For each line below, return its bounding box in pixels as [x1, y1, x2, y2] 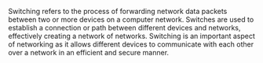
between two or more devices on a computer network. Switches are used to [8, 15, 254, 24]
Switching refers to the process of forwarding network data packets [8, 7, 228, 16]
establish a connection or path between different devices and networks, [8, 23, 241, 32]
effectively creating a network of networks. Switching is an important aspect [8, 31, 255, 40]
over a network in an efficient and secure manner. [8, 48, 170, 57]
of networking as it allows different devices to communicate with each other [8, 40, 254, 49]
